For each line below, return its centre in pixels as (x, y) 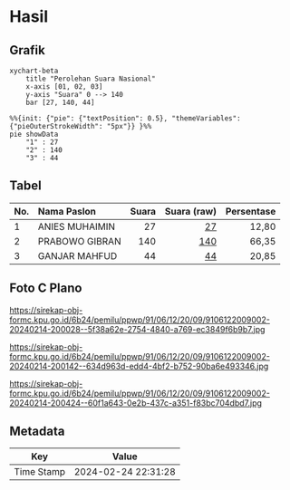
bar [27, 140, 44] (60, 102)
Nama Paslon (67, 211)
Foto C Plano (46, 288)
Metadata (37, 432)
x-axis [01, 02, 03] (64, 87)
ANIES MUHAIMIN (77, 226)
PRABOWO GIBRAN (79, 241)
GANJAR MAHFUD (77, 255)
